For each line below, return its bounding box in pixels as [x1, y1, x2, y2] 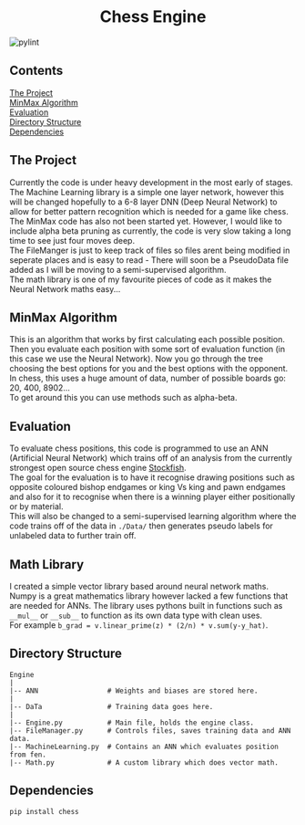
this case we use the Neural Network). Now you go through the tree [9, 353, 264, 364]
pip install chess [9, 807, 79, 816]
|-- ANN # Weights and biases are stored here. [9, 686, 259, 695]
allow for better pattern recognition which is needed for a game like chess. [9, 205, 289, 216]
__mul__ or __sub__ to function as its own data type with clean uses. [9, 610, 262, 621]
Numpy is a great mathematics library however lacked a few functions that [9, 590, 289, 601]
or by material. [9, 501, 64, 512]
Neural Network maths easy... [9, 283, 121, 294]
